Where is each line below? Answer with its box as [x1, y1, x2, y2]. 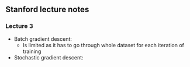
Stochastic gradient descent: [13, 54, 84, 61]
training [22, 48, 42, 55]
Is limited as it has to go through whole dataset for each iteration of [22, 41, 185, 48]
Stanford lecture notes [5, 5, 89, 15]
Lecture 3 [5, 22, 33, 30]
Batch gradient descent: [13, 35, 72, 43]
